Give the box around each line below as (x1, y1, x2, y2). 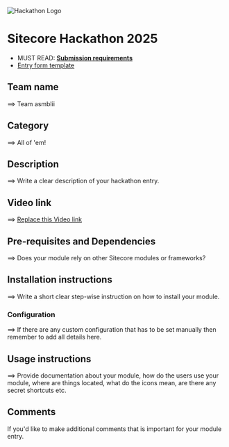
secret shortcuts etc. (7, 386, 67, 394)
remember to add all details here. (7, 333, 102, 341)
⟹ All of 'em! (7, 138, 46, 146)
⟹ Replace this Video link (7, 215, 83, 223)
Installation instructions (7, 274, 112, 286)
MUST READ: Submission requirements (17, 53, 133, 62)
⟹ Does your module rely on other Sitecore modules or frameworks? (7, 254, 206, 262)
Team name (7, 81, 59, 93)
